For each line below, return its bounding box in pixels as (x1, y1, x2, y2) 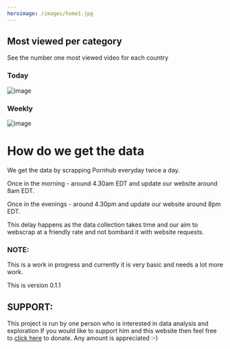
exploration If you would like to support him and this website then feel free (7, 327, 218, 335)
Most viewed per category (7, 36, 122, 47)
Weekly (7, 104, 33, 113)
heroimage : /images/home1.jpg (7, 10, 94, 17)
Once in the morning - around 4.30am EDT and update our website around (7, 179, 218, 188)
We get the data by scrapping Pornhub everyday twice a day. (7, 166, 181, 174)
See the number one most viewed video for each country (7, 54, 169, 62)
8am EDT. (7, 186, 35, 194)
